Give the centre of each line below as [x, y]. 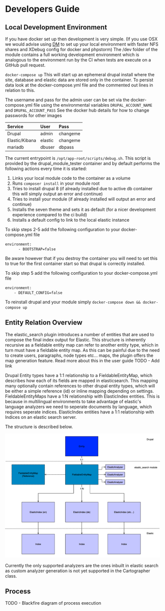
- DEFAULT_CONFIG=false [38, 293]
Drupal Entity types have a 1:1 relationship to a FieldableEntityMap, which [79, 375]
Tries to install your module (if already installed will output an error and [84, 199]
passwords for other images [34, 116]
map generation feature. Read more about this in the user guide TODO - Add [82, 360]
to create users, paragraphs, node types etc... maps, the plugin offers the [79, 355]
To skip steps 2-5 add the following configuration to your [63, 229]
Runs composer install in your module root [56, 183]
